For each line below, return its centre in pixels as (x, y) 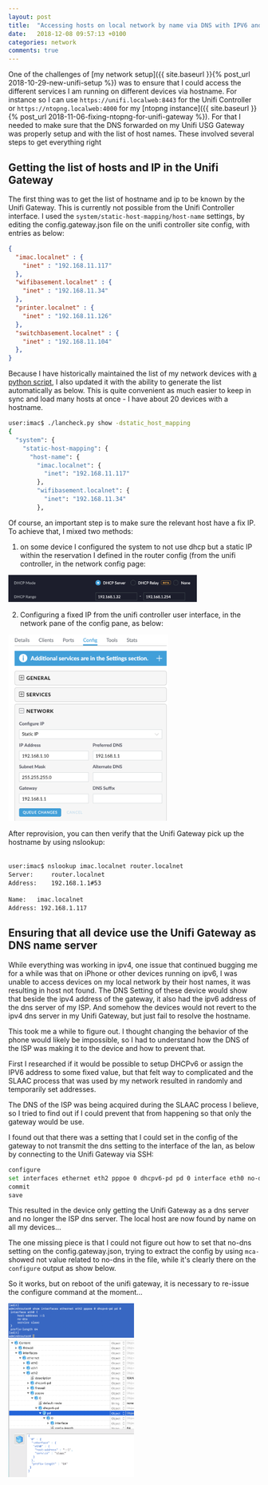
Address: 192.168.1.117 (48, 908)
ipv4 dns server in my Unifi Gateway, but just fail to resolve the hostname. (130, 1016)
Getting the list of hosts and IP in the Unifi (114, 167)
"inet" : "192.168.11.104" (67, 341)
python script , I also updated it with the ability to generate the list (115, 382)
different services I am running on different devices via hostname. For (123, 91)
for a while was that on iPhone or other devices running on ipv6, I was (123, 973)
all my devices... (35, 1228)
